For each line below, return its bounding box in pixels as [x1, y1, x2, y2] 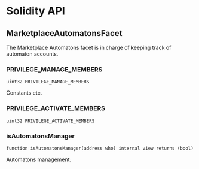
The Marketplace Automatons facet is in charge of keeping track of [6, 44, 172, 51]
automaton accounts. [6, 50, 59, 58]
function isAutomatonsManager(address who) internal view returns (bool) [6, 145, 194, 151]
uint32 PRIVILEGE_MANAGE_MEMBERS [6, 79, 90, 85]
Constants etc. [6, 89, 42, 96]
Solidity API [6, 4, 66, 18]
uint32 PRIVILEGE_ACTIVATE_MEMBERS [6, 118, 95, 124]
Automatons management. [6, 156, 72, 163]
